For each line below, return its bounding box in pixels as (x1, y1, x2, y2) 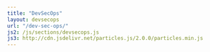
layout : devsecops (7, 16, 60, 23)
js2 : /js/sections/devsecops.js (7, 28, 99, 36)
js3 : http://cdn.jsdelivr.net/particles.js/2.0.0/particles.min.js (7, 35, 204, 42)
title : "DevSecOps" (7, 9, 63, 17)
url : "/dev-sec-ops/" (7, 22, 69, 29)
